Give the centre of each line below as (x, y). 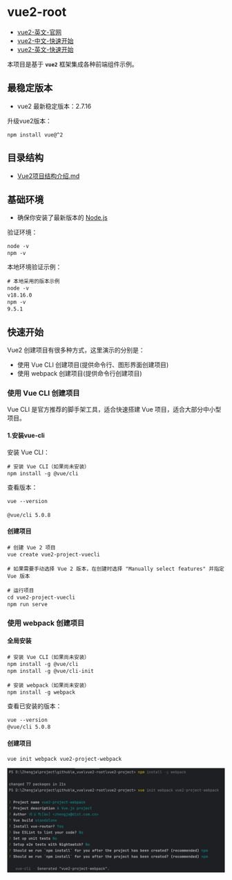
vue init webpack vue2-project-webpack (65, 759)
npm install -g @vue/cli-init (51, 671)
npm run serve (28, 604)
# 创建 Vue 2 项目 (31, 547)
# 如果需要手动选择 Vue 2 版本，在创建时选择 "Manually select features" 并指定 (116, 569)
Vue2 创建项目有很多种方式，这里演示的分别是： (76, 350)
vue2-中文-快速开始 (45, 41)
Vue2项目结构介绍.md (48, 176)
